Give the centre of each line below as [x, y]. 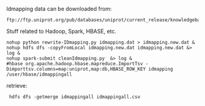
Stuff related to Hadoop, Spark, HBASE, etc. [62, 31]
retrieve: [17, 86]
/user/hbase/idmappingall [39, 74]
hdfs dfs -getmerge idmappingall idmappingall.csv [74, 97]
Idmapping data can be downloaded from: [59, 9]
